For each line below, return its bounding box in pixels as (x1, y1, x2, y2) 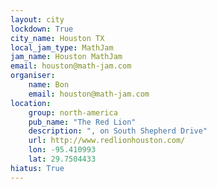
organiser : (10, 71, 56, 81)
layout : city (10, 14, 65, 25)
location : (10, 98, 52, 108)
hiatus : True (10, 163, 65, 173)
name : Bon (28, 80, 70, 90)
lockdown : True (10, 24, 74, 34)
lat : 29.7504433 (28, 154, 97, 164)
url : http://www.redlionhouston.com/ (28, 136, 186, 146)
